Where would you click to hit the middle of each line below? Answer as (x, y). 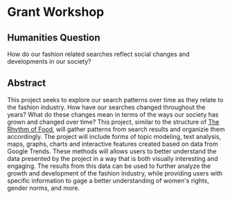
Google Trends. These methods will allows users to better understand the (112, 151)
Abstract (27, 83)
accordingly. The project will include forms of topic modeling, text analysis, (114, 136)
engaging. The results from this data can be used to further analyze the (109, 166)
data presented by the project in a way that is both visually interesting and (113, 158)
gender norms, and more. (44, 188)
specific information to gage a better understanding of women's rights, (108, 180)
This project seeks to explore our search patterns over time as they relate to (115, 99)
